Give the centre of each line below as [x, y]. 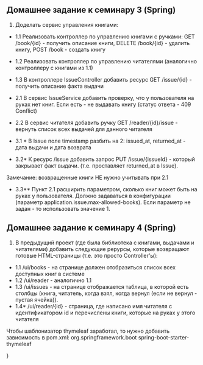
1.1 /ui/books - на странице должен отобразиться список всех [95, 267]
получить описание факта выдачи [59, 86]
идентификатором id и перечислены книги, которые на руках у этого [105, 313]
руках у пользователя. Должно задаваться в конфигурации [93, 196]
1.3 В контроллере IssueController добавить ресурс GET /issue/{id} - [103, 79]
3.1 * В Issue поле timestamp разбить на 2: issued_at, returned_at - [100, 141]
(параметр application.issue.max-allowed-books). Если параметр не [103, 202]
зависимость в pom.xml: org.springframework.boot [72, 337]
